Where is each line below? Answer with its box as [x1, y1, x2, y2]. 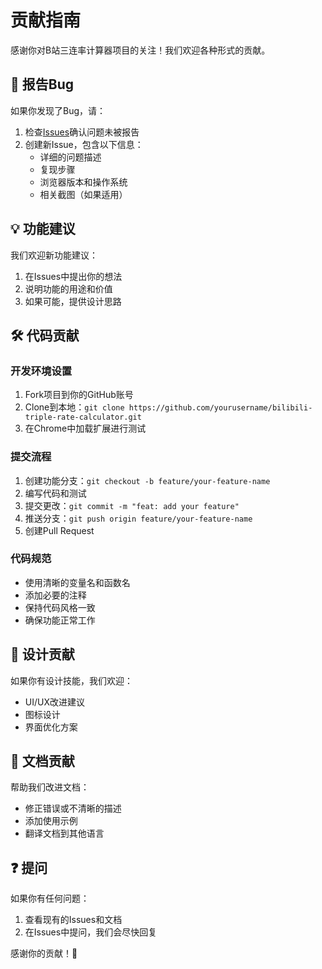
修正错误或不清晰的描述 [24, 802, 122, 815]
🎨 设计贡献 [10, 646, 75, 663]
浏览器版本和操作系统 [39, 176, 128, 188]
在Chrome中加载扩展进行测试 [24, 422, 147, 435]
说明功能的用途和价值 [24, 282, 113, 295]
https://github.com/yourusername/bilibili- [128, 403, 313, 413]
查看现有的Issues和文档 [24, 914, 123, 926]
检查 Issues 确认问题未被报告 [24, 126, 140, 138]
